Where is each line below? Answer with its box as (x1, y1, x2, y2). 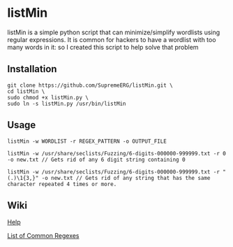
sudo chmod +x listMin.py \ (7, 94, 89, 101)
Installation (7, 63, 57, 75)
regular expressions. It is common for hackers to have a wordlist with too (7, 35, 216, 43)
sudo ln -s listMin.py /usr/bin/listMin (7, 100, 127, 107)
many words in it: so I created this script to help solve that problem (7, 43, 199, 51)
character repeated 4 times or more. (7, 181, 117, 188)
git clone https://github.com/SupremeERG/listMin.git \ (7, 82, 173, 89)
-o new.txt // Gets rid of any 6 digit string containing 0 (7, 156, 186, 163)
